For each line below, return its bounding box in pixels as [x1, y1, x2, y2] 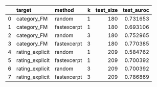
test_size [95, 7, 118, 13]
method [54, 7, 74, 13]
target [16, 7, 32, 13]
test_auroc [122, 7, 149, 13]
